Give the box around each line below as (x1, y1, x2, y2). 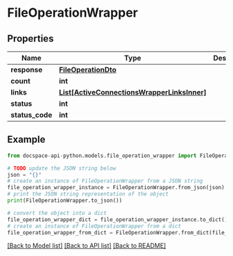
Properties (7, 33, 54, 45)
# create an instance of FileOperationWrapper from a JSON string (7, 177, 203, 185)
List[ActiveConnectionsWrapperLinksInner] (58, 88, 207, 97)
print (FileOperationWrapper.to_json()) (7, 197, 123, 205)
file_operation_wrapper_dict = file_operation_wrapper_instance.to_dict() (7, 216, 228, 223)
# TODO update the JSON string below (7, 165, 116, 172)
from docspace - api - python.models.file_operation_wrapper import (7, 152, 197, 159)
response (10, 65, 43, 74)
